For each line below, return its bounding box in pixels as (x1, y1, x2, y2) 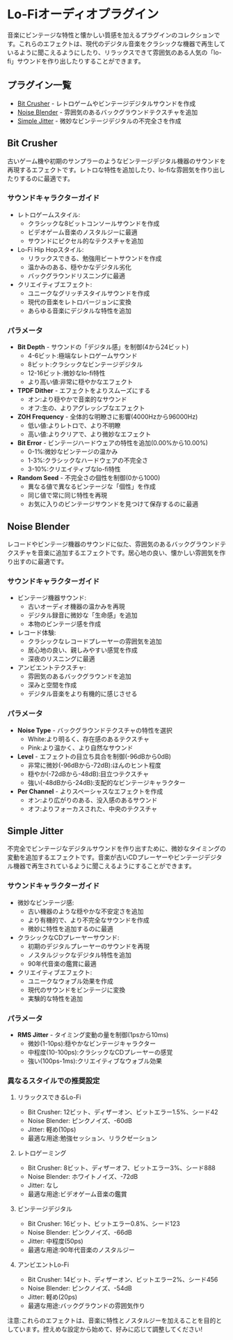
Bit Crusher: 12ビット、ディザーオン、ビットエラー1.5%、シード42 (27, 1108, 218, 1117)
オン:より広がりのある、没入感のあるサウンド (27, 796, 158, 804)
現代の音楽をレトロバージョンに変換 (27, 297, 132, 306)
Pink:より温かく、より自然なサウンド (27, 743, 134, 752)
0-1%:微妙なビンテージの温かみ (27, 447, 118, 456)
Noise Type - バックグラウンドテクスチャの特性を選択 (17, 726, 172, 734)
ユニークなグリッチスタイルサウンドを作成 (27, 289, 150, 297)
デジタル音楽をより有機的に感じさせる (27, 690, 138, 698)
